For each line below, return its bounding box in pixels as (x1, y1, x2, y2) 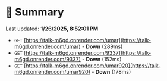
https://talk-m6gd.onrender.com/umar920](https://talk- (26, 62, 161, 69)
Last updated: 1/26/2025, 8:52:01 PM (5, 25, 99, 32)
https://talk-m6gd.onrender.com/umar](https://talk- (26, 36, 152, 43)
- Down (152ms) (81, 55, 122, 63)
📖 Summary (5, 5, 64, 19)
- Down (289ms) (81, 43, 123, 50)
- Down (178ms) (91, 68, 131, 75)
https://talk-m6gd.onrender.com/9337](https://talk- (26, 49, 152, 56)
